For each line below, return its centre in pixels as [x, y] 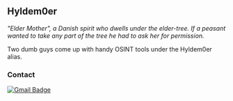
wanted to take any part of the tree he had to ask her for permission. [106, 36]
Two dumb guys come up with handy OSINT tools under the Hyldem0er [110, 49]
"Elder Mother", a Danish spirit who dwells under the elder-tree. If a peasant [116, 28]
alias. [15, 56]
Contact [21, 75]
